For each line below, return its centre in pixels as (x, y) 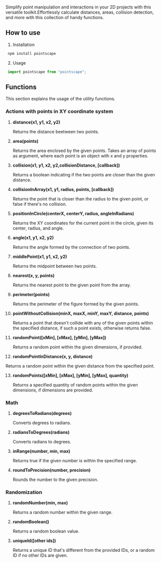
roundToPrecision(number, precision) (51, 470)
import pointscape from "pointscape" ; (47, 72)
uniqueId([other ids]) (34, 541)
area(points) (25, 141)
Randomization (24, 492)
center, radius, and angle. (38, 228)
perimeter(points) (31, 294)
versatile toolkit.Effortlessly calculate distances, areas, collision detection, (80, 12)
